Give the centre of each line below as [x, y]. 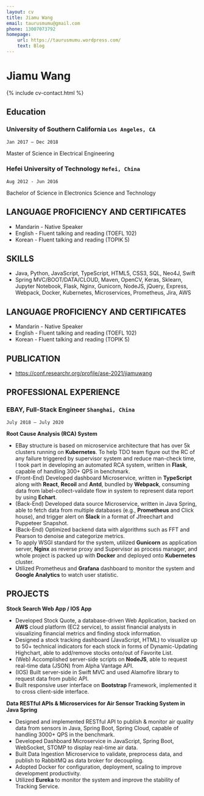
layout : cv [20, 12]
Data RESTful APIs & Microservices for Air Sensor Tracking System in [96, 703]
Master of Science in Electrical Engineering [60, 153]
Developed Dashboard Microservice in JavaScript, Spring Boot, [95, 741]
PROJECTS [28, 594]
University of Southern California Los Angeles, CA [81, 130]
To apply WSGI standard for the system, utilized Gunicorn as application [106, 542]
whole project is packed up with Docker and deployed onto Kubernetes [105, 555]
